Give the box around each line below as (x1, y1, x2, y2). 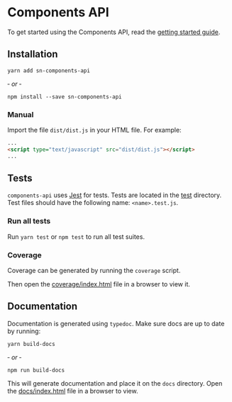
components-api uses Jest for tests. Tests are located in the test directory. (7, 191, 222, 199)
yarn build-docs (7, 340, 55, 347)
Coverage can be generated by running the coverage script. (7, 267, 181, 275)
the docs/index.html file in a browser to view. (7, 386, 138, 395)
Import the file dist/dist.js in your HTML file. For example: (7, 125, 182, 135)
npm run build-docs (7, 367, 65, 374)
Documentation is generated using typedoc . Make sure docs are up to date (7, 319, 225, 328)
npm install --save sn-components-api (7, 93, 122, 100)
